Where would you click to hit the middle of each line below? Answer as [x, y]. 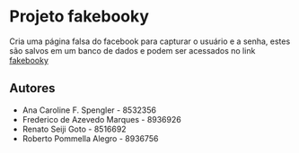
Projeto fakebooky [79, 17]
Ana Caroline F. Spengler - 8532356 [89, 110]
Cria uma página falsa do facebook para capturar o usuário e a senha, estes [150, 41]
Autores [32, 88]
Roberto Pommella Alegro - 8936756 [90, 138]
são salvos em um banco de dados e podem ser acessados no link [132, 50]
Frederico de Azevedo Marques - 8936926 [101, 119]
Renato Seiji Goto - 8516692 [75, 129]
